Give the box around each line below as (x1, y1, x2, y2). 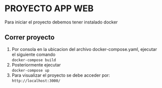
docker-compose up (11, 68, 50, 73)
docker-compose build (11, 57, 56, 63)
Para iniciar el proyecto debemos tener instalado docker (4, 19, 118, 25)
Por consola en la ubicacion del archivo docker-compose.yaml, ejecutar (11, 46, 158, 52)
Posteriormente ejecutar (11, 62, 61, 67)
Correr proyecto (4, 33, 55, 42)
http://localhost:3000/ (11, 78, 61, 83)
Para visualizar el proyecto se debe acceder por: (11, 72, 110, 78)
